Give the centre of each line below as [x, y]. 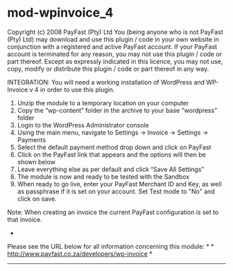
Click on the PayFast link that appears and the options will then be [111, 155]
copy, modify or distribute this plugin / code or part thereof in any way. [108, 69]
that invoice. [25, 219]
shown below [36, 161]
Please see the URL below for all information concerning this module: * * [111, 246]
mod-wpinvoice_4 [60, 13]
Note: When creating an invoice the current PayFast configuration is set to [113, 212]
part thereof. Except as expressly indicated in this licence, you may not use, [115, 61]
